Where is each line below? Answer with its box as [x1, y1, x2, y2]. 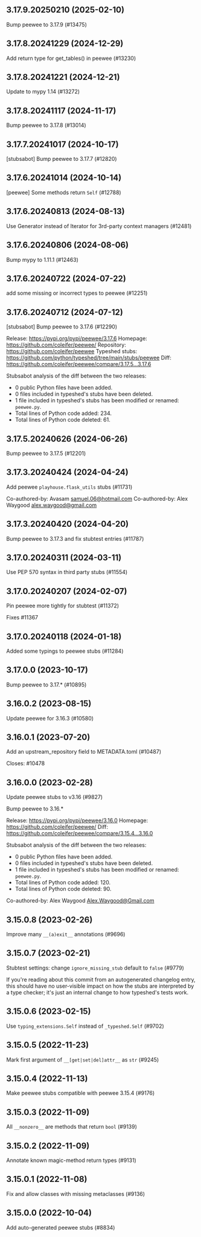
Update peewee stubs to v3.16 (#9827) [6, 794, 103, 801]
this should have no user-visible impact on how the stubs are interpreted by [6, 982, 194, 990]
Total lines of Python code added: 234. [14, 410, 112, 417]
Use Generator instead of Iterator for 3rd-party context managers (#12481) [6, 222, 192, 229]
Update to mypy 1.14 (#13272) [6, 88, 80, 96]
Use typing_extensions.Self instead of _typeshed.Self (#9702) [6, 1022, 164, 1030]
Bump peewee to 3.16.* [6, 805, 64, 812]
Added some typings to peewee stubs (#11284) [6, 647, 124, 654]
